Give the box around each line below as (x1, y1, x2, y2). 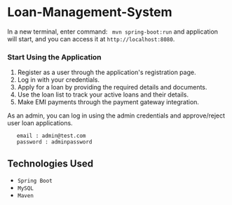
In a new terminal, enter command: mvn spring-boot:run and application (7, 27, 219, 36)
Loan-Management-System (7, 4, 173, 20)
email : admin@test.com (16, 132, 86, 140)
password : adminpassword (16, 139, 93, 146)
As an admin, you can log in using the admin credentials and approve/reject (7, 111, 226, 120)
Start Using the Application (7, 52, 102, 62)
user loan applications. (7, 119, 73, 127)
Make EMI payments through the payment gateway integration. (17, 98, 200, 106)
